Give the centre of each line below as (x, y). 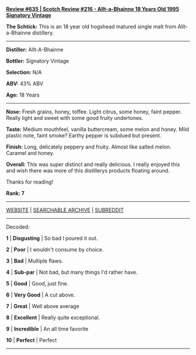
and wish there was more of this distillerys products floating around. (88, 170)
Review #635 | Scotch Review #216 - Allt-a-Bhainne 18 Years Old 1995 (93, 9)
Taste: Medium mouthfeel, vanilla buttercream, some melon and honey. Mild (98, 129)
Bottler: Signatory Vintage (38, 61)
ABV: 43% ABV (25, 84)
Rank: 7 (15, 193)
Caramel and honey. (30, 153)
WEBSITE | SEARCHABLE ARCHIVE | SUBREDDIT (65, 210)
